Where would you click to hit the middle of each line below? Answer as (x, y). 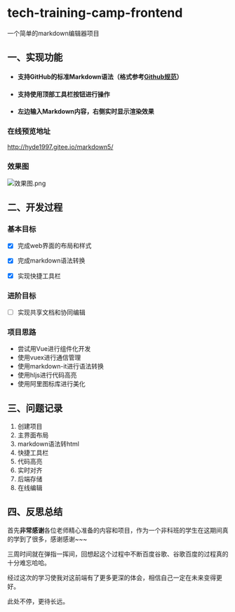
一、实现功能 (35, 58)
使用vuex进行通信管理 (49, 358)
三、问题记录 (35, 408)
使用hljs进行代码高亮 (47, 375)
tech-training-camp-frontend (95, 13)
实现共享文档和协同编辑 (51, 312)
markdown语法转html (48, 444)
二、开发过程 (35, 207)
